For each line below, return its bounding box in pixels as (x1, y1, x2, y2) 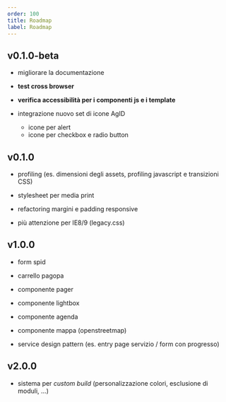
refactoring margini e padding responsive (17, 205, 138, 213)
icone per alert (28, 123, 71, 131)
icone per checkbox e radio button (28, 131, 129, 139)
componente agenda (17, 312, 78, 321)
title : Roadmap (7, 17, 52, 24)
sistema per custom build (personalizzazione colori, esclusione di (17, 379, 208, 387)
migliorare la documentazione (17, 69, 105, 77)
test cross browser (17, 82, 74, 90)
